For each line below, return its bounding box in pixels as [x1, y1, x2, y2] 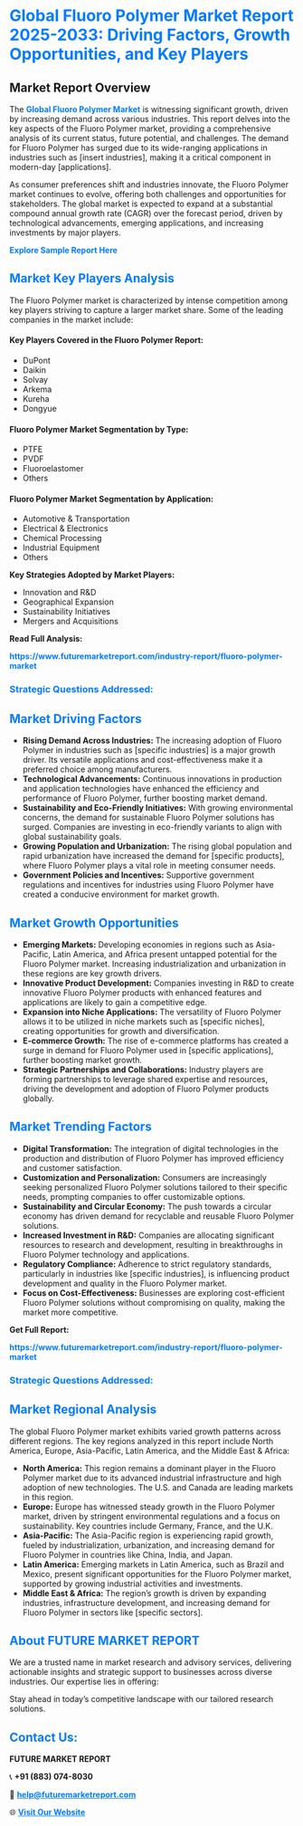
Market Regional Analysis [9, 1402, 157, 1417]
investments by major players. [9, 227, 121, 238]
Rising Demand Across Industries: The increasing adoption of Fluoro [22, 735, 282, 747]
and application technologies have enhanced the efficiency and [22, 784, 260, 794]
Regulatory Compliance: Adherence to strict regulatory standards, [22, 1259, 272, 1270]
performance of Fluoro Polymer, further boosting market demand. [22, 793, 268, 804]
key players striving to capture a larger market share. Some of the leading [9, 304, 284, 315]
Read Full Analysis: [9, 633, 83, 644]
